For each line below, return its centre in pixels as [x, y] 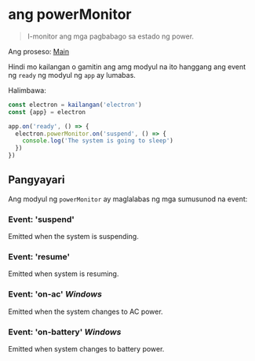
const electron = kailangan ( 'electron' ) [75, 105]
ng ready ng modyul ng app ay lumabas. [72, 75]
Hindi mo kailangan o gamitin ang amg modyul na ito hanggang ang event [127, 66]
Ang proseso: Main [38, 51]
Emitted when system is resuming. [64, 274]
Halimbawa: [27, 90]
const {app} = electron [47, 112]
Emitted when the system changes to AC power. [86, 311]
